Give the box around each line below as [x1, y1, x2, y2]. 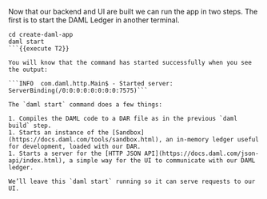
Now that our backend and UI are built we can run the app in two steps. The [8, 7, 258, 16]
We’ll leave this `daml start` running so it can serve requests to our [8, 177, 256, 185]
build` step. [8, 121, 52, 129]
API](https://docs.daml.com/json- [144, 149, 260, 157]
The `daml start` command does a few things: [8, 101, 162, 109]
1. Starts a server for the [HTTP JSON [8, 149, 141, 157]
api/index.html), [8, 157, 66, 165]
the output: [8, 66, 48, 74]
